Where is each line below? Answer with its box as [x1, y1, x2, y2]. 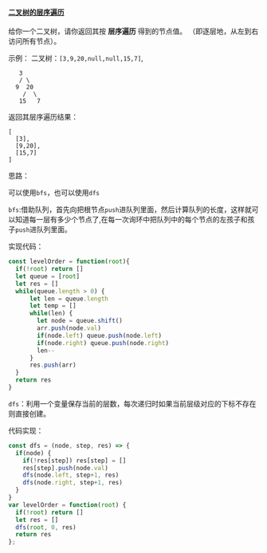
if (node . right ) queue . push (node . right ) [37, 339, 170, 347]
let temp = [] [29, 302, 77, 310]
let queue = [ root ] [15, 272, 80, 280]
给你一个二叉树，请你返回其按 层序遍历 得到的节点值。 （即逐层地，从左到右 [8, 26, 259, 36]
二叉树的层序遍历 [8, 7, 65, 17]
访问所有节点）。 [8, 37, 61, 46]
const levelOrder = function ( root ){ [8, 257, 130, 266]
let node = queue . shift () [37, 317, 124, 325]
